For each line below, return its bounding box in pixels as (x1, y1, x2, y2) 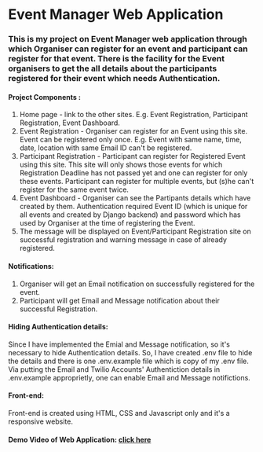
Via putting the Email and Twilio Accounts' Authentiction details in (8, 364, 221, 374)
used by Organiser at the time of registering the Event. (19, 219, 195, 228)
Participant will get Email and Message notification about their (19, 296, 220, 305)
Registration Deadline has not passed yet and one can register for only (19, 168, 248, 178)
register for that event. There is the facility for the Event (8, 53, 225, 64)
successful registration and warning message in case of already (19, 235, 228, 244)
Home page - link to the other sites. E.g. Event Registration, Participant (19, 110, 249, 119)
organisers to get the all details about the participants (8, 63, 217, 74)
